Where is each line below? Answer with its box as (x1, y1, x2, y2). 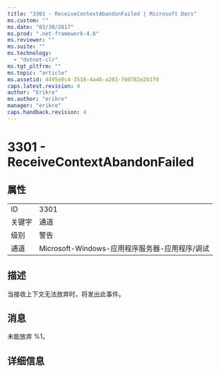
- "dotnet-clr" (13, 56, 59, 63)
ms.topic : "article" (7, 69, 68, 76)
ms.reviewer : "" (7, 37, 55, 44)
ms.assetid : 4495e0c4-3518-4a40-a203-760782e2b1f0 (7, 75, 159, 83)
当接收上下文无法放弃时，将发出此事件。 (7, 290, 125, 298)
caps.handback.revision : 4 (7, 109, 87, 116)
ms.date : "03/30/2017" (7, 23, 74, 30)
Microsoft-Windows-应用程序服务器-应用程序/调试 (39, 243, 210, 253)
